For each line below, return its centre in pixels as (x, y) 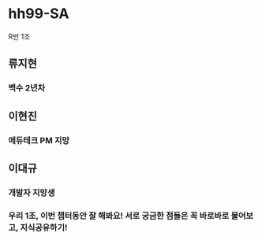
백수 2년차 (27, 88)
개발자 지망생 (32, 192)
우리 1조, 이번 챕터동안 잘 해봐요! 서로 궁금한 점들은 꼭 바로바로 (119, 216)
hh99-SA (39, 14)
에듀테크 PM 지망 (39, 140)
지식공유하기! (43, 227)
